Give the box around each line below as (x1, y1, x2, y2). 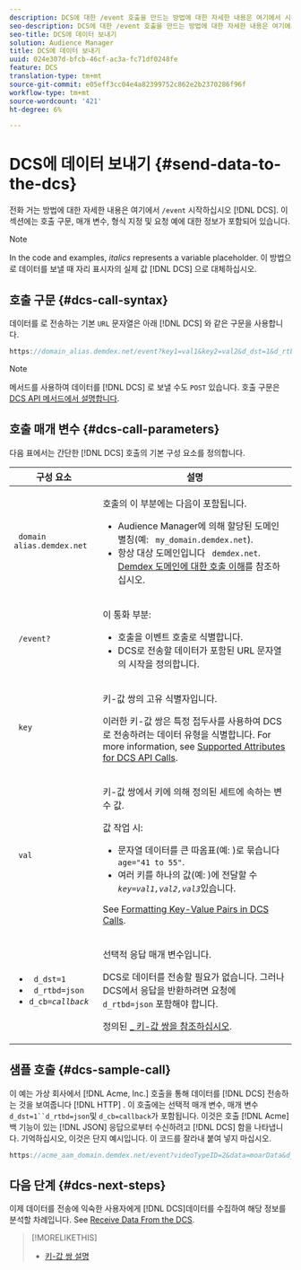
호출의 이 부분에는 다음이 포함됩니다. (102, 497, 247, 510)
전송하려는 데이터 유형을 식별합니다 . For (113, 728, 271, 740)
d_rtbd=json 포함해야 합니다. (102, 997, 219, 1010)
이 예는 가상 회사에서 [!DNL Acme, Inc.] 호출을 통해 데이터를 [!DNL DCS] (9, 1088, 266, 1099)
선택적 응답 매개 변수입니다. (102, 948, 212, 960)
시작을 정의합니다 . (128, 657, 200, 670)
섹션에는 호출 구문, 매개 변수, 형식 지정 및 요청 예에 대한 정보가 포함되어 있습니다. (9, 216, 291, 227)
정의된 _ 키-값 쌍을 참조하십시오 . (102, 1020, 233, 1032)
